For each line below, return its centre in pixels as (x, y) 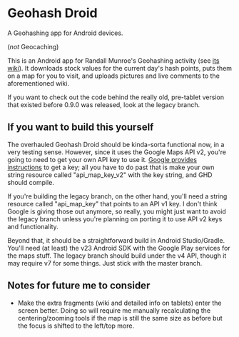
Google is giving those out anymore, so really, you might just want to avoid (117, 211)
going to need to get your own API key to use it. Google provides (102, 159)
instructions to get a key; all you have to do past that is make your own (111, 167)
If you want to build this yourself (81, 127)
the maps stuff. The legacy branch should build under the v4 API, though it (117, 256)
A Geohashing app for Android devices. (65, 33)
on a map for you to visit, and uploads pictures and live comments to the (113, 76)
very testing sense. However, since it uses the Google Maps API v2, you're (117, 152)
